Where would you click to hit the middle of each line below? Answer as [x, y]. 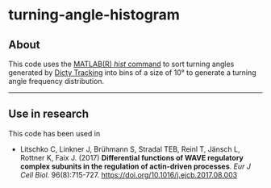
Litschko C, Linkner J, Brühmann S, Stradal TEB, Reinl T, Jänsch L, [130, 149]
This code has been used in [54, 133]
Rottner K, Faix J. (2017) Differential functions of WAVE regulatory [131, 157]
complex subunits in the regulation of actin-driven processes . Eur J [135, 166]
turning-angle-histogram [94, 15]
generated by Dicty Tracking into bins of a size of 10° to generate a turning [132, 73]
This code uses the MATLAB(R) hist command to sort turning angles [121, 64]
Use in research [49, 114]
